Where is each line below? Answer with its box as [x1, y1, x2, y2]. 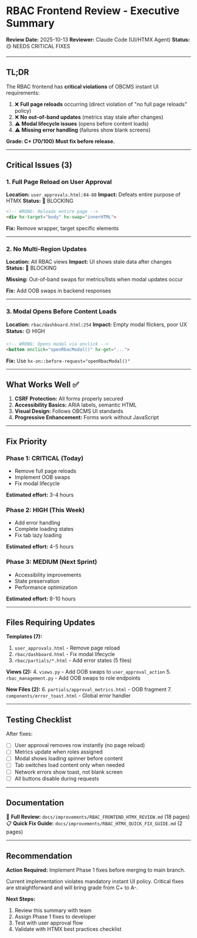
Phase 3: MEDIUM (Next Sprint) [6, 558, 97, 566]
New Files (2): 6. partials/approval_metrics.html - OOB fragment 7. [6, 686, 172, 693]
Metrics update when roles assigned [14, 748, 103, 755]
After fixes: [6, 730, 33, 738]
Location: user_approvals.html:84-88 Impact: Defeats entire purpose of [6, 191, 181, 198]
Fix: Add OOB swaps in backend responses [6, 287, 111, 294]
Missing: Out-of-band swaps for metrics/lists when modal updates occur [6, 276, 184, 283]
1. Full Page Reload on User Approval [6, 178, 113, 186]
